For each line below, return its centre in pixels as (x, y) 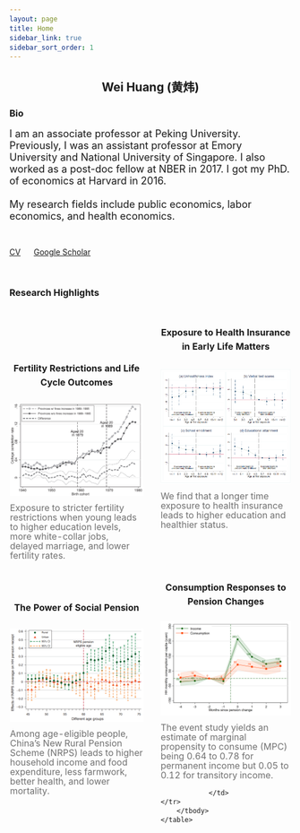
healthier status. (194, 525)
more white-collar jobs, (60, 536)
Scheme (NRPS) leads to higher (77, 752)
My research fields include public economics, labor (131, 204)
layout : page (34, 19)
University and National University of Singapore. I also (137, 157)
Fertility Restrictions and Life (77, 368)
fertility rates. (38, 556)
